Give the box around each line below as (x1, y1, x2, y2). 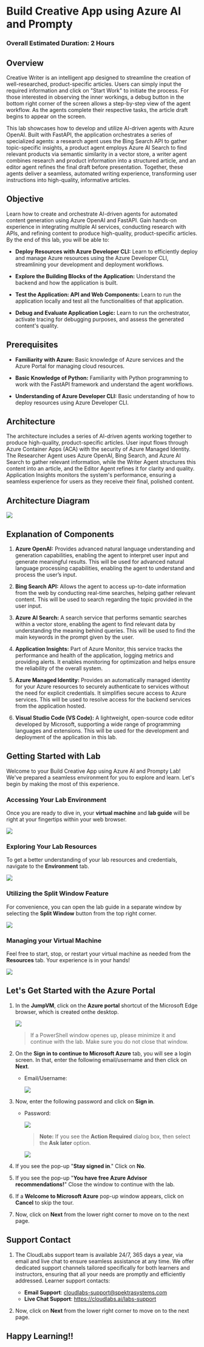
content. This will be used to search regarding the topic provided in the (15, 596, 193, 603)
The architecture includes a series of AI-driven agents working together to (6, 432, 192, 440)
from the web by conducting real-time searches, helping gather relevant (15, 589, 195, 596)
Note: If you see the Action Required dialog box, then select (39, 1133, 191, 1140)
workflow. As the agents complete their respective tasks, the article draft (6, 106, 188, 113)
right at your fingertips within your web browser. (6, 816, 127, 823)
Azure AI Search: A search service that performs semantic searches (15, 614, 187, 621)
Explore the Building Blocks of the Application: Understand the (15, 272, 175, 280)
